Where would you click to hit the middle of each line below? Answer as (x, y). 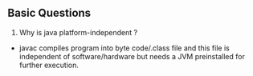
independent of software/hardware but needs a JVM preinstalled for (132, 56)
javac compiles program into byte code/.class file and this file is (124, 48)
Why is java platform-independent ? (78, 32)
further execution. (49, 65)
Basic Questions (49, 13)
